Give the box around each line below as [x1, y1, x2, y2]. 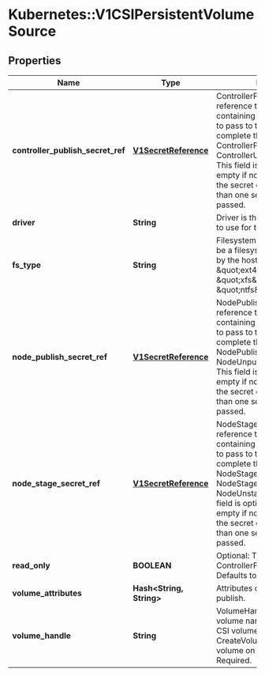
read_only [12, 560, 50, 571]
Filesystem [216, 235, 256, 246]
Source [8, 22, 57, 40]
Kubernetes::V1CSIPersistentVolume [8, 6, 255, 24]
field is [216, 498, 241, 508]
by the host [216, 255, 258, 266]
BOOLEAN [132, 560, 172, 571]
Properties [8, 54, 62, 67]
